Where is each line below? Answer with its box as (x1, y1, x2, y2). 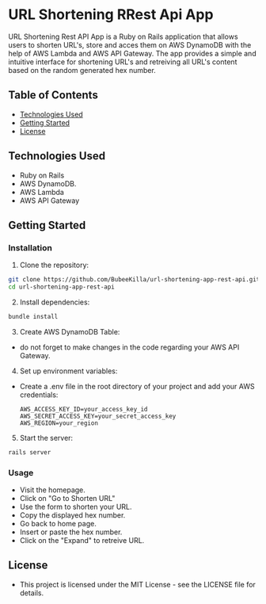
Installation (8, 242, 53, 253)
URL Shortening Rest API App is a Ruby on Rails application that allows (8, 32, 239, 41)
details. (19, 588, 44, 598)
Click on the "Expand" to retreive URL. (19, 536, 145, 545)
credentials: (19, 390, 59, 399)
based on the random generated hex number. (8, 65, 156, 75)
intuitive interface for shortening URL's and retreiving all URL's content (8, 57, 237, 67)
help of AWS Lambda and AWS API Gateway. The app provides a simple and (8, 48, 256, 58)
